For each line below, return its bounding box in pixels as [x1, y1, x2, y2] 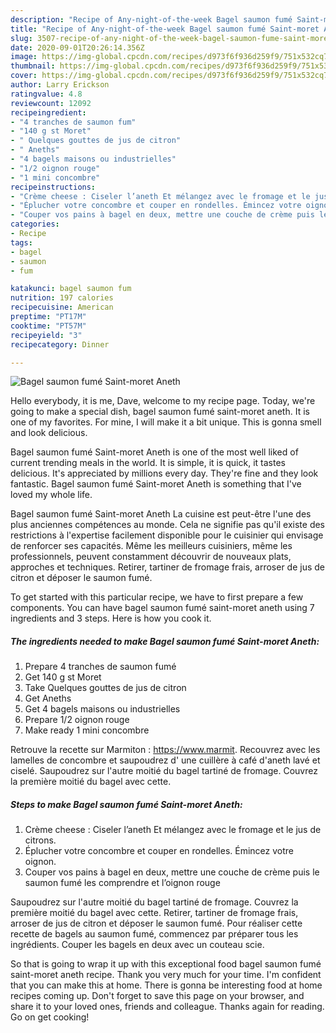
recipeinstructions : [10, 182, 97, 192]
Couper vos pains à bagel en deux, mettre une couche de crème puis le [24, 866, 320, 878]
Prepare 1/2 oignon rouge [24, 714, 130, 726]
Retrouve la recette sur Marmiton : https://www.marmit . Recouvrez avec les [10, 744, 321, 756]
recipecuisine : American [10, 302, 114, 313]
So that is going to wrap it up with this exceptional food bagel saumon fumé [10, 958, 322, 970]
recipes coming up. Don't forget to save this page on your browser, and [10, 990, 305, 1002]
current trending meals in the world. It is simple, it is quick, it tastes [10, 457, 286, 469]
